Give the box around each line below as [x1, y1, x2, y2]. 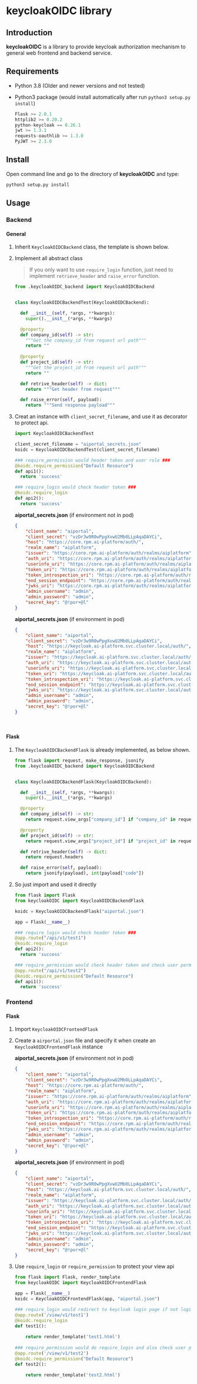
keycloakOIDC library [6, 4, 112, 18]
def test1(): [14, 1323, 47, 1329]
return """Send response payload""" [25, 402, 115, 409]
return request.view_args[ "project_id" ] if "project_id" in [25, 838, 176, 844]
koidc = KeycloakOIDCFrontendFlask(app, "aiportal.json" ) [14, 1296, 160, 1302]
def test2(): [14, 1361, 47, 1367]
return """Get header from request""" [25, 386, 121, 392]
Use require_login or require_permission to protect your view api [14, 1263, 175, 1270]
